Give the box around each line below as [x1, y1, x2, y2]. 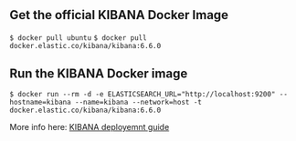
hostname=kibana [9, 98, 71, 107]
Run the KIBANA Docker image [9, 66, 188, 81]
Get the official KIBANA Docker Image [9, 7, 229, 23]
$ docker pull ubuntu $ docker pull [9, 33, 148, 43]
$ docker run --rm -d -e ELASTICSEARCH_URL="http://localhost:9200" [9, 90, 276, 99]
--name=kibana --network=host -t [74, 98, 203, 107]
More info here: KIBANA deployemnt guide [9, 122, 170, 133]
